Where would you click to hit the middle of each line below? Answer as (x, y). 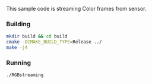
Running (19, 63)
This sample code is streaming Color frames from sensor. (76, 9)
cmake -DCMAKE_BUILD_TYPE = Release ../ (54, 42)
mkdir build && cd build (37, 36)
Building (18, 24)
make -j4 (17, 48)
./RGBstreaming (25, 75)
